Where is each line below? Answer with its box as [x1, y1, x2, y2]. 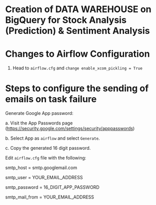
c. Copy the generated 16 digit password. [5, 145, 91, 151]
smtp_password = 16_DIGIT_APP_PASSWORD [5, 184, 100, 190]
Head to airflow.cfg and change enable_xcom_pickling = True [12, 65, 143, 71]
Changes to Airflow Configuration [5, 48, 150, 60]
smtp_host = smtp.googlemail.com [5, 165, 77, 171]
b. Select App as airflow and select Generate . [5, 135, 100, 141]
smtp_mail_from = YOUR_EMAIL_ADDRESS [5, 194, 94, 200]
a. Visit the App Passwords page [5, 120, 73, 126]
